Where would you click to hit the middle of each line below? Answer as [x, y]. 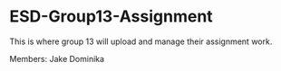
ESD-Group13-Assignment [111, 17]
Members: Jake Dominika [57, 58]
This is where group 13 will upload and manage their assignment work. [141, 41]
